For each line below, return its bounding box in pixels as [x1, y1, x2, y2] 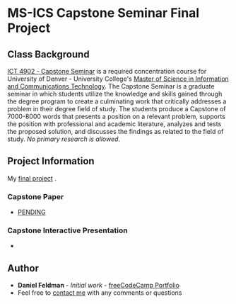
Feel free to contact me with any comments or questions [17, 288, 182, 297]
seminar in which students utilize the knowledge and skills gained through [7, 90, 223, 98]
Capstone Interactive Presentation [7, 225, 129, 235]
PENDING [17, 208, 46, 217]
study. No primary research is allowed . [7, 135, 121, 143]
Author [7, 262, 39, 274]
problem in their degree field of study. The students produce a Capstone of [7, 105, 226, 113]
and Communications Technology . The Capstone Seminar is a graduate [7, 82, 215, 90]
